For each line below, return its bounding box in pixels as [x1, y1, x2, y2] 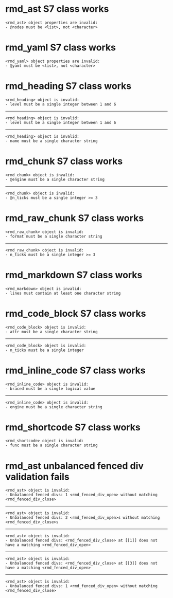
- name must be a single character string [5, 138, 98, 143]
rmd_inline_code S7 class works [5, 365, 146, 376]
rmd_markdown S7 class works [5, 269, 143, 281]
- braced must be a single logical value [5, 386, 96, 391]
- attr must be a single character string [5, 329, 98, 334]
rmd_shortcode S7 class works [5, 421, 141, 433]
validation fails [5, 471, 70, 482]
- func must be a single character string [5, 443, 98, 448]
